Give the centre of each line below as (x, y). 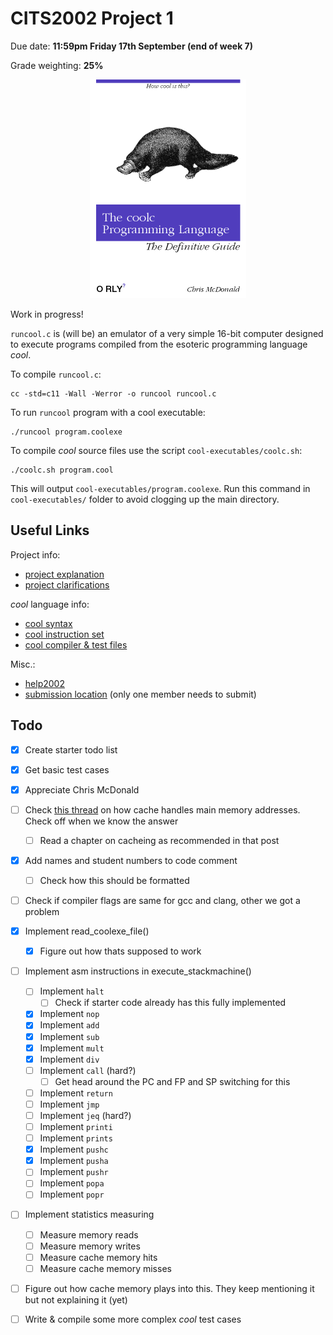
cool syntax (48, 623)
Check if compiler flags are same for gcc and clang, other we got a (162, 900)
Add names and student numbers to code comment (131, 860)
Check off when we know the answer (101, 821)
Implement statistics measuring (89, 1214)
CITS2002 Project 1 (92, 18)
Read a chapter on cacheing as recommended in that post (159, 840)
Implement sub (69, 1036)
